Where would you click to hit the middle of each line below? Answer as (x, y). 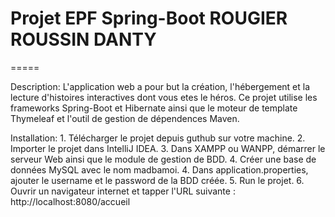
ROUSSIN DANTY (83, 39)
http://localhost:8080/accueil (70, 201)
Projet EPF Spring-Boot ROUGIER (149, 18)
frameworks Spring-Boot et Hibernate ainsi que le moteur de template (154, 108)
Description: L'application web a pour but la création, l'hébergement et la (160, 86)
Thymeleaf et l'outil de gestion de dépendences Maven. (125, 118)
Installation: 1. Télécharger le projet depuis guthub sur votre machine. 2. (158, 138)
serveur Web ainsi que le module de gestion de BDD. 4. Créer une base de (163, 159)
